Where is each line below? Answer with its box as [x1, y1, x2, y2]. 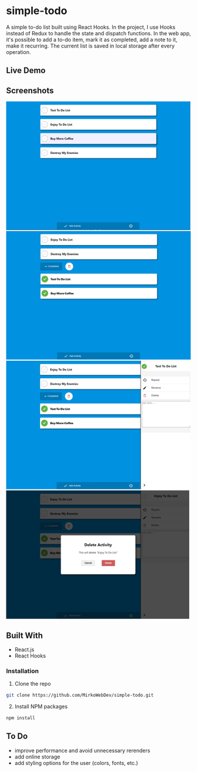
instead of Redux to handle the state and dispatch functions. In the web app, [6, 29, 191, 36]
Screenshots [6, 85, 54, 95]
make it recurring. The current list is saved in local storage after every [6, 42, 175, 49]
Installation [6, 667, 39, 675]
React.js [14, 646, 35, 653]
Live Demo [6, 66, 46, 76]
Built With [6, 630, 43, 640]
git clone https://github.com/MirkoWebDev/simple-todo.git [6, 692, 154, 699]
